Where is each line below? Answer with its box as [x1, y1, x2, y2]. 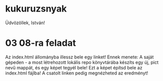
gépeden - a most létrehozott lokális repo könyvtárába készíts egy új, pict [5, 59, 158, 65]
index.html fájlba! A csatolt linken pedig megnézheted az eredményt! [5, 70, 148, 76]
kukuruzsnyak [5, 3, 67, 15]
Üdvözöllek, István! [5, 20, 46, 26]
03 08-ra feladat [5, 37, 76, 49]
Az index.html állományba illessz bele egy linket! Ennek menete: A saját [5, 54, 154, 60]
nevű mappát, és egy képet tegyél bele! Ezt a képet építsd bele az [5, 64, 143, 70]
